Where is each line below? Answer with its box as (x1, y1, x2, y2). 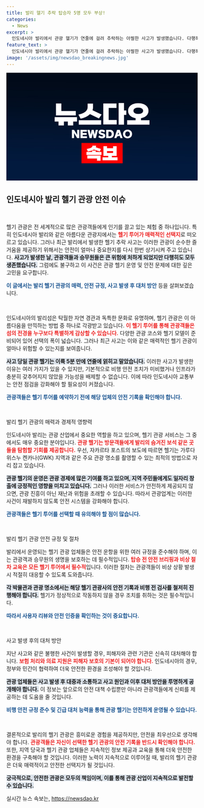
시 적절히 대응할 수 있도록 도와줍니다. (6, 571, 94, 578)
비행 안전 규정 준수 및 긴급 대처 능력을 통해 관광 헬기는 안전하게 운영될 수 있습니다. (6, 706, 197, 714)
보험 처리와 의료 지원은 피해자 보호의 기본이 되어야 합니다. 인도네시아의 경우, (19, 657, 197, 665)
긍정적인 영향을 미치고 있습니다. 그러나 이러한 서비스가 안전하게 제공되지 (17, 482, 187, 490)
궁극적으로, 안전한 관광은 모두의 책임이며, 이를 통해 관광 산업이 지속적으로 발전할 (6, 774, 194, 782)
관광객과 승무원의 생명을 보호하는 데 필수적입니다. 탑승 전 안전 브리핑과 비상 (12, 556, 190, 563)
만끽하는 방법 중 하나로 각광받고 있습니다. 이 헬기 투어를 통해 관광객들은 (27, 322, 195, 329)
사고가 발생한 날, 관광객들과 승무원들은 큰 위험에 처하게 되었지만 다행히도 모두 (14, 253, 195, 261)
